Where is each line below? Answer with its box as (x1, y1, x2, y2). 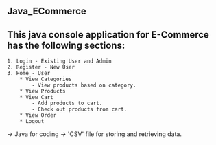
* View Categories (19, 76, 72, 83)
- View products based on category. (32, 82, 136, 89)
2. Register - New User (7, 64, 75, 71)
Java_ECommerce (7, 5, 87, 17)
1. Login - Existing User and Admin (7, 58, 112, 65)
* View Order (19, 112, 57, 119)
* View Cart (19, 94, 53, 101)
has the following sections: (7, 39, 125, 51)
